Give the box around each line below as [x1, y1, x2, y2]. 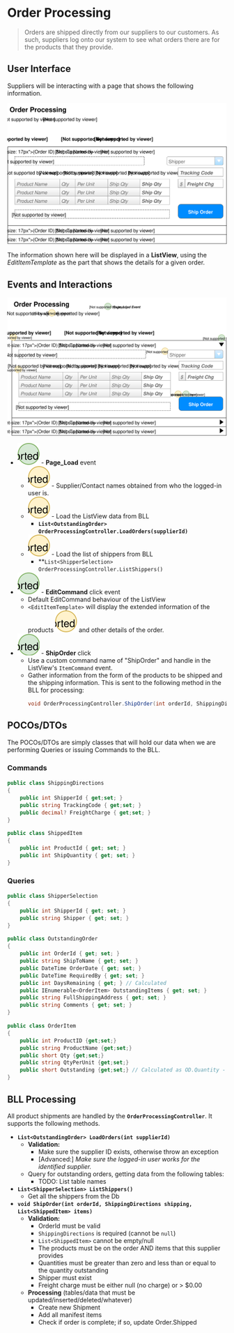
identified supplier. [38, 1162, 92, 1170]
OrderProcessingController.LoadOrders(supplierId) [38, 528, 189, 535]
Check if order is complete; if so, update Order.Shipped [38, 1318, 197, 1326]
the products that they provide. [24, 43, 114, 51]
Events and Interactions [7, 278, 113, 290]
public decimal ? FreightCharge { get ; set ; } [19, 809, 151, 816]
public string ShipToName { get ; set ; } [19, 958, 139, 965]
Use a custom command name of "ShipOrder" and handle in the [27, 656, 211, 665]
